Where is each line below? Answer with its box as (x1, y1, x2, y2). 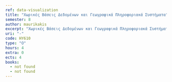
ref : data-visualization (5, 7, 58, 13)
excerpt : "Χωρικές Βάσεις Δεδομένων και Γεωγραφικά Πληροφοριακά (5, 26, 147, 32)
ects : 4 (5, 54, 22, 60)
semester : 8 (5, 17, 31, 22)
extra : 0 (5, 50, 24, 55)
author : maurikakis (5, 21, 47, 27)
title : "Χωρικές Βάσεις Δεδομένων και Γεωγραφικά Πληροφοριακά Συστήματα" (5, 12, 168, 17)
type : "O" (5, 41, 27, 46)
